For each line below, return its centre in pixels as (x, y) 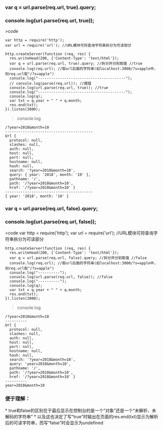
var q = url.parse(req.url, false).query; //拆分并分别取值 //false (78, 258)
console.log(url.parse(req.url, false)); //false (61, 277)
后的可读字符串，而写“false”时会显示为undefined (54, 423)
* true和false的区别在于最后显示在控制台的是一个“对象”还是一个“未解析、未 (81, 410)
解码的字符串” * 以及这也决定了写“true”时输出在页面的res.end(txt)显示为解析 (82, 416)
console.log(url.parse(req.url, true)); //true (59, 88)
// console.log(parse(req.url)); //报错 (50, 84)
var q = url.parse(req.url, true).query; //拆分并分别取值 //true (76, 64)
